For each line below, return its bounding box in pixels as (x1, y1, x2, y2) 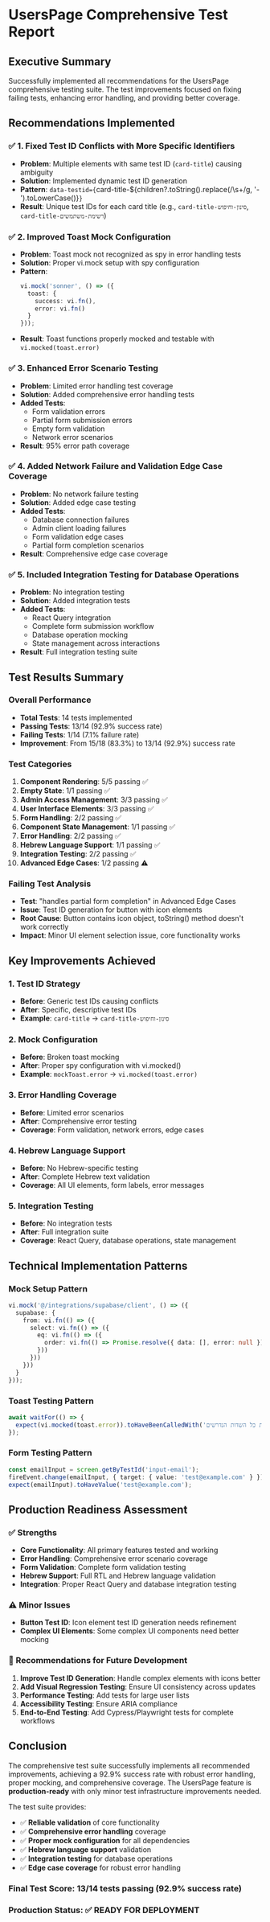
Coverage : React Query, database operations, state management (19, 1236, 237, 1246)
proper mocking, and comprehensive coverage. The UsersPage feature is (8, 1777, 252, 1787)
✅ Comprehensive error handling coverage (19, 1826, 166, 1836)
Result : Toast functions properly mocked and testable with (19, 334, 215, 343)
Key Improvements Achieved (8, 954, 157, 967)
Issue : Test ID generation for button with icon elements (19, 905, 202, 914)
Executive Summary (8, 55, 112, 68)
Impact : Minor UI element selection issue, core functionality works (19, 930, 241, 940)
